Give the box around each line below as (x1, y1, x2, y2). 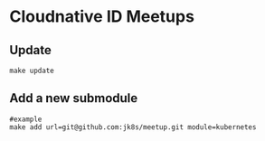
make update (9, 66, 54, 75)
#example (9, 115, 43, 124)
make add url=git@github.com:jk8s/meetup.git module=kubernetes (9, 122, 257, 132)
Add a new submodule (9, 90, 138, 106)
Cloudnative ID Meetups (9, 6, 194, 27)
